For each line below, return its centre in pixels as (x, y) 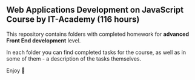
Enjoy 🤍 (16, 70)
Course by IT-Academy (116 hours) (73, 20)
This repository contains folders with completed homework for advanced (98, 34)
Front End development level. (44, 40)
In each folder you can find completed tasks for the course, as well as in (96, 52)
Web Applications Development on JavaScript (95, 10)
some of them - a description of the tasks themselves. (74, 58)
